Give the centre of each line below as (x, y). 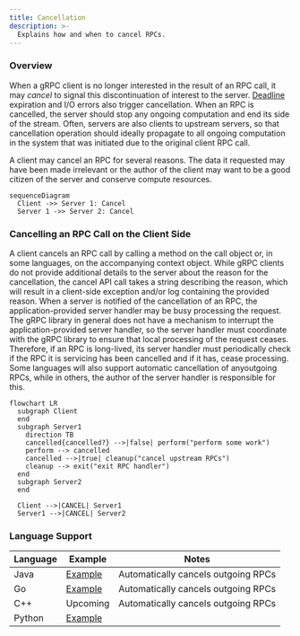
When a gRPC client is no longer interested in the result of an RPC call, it (142, 85)
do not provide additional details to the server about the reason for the (139, 272)
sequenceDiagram (39, 195)
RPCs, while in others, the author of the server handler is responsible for (142, 377)
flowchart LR (34, 403)
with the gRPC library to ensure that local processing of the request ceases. (149, 339)
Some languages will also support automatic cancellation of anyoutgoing (143, 367)
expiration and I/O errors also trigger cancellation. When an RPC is (132, 104)
